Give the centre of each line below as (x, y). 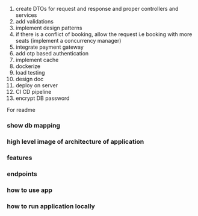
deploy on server (37, 85)
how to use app (30, 190)
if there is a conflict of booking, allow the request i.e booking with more (104, 34)
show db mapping (34, 125)
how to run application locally (51, 206)
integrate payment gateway (49, 47)
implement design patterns (49, 28)
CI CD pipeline (33, 92)
